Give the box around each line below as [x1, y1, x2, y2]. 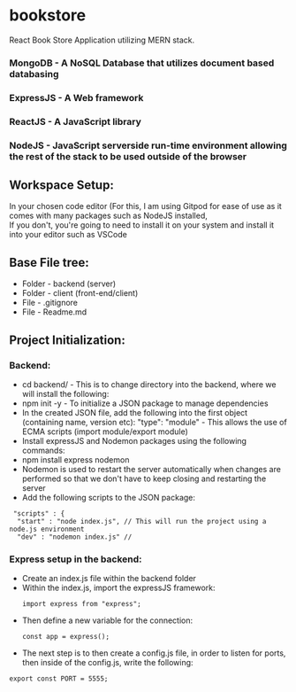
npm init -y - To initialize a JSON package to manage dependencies [21, 398, 269, 408]
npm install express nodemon [21, 454, 130, 465]
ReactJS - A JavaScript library [9, 115, 141, 128]
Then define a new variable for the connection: [21, 615, 194, 626]
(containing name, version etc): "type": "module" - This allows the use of [21, 416, 287, 427]
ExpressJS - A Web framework [9, 91, 144, 104]
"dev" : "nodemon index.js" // [17, 533, 133, 541]
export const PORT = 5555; [9, 674, 109, 683]
